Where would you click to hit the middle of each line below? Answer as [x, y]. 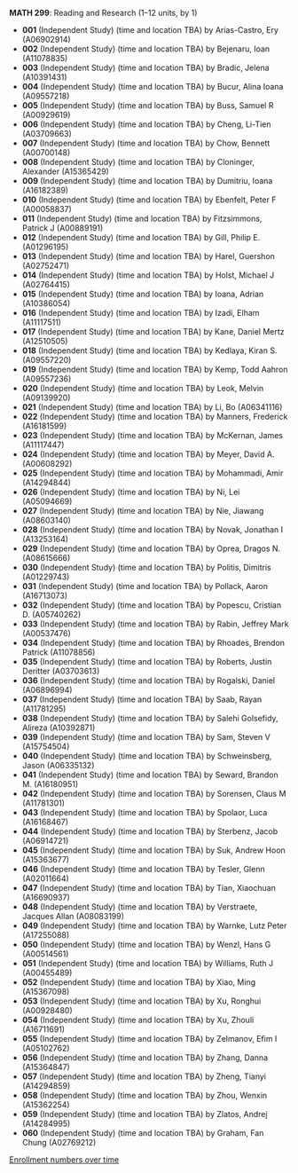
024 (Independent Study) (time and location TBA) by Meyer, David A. [148, 454]
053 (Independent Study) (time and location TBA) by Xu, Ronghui [141, 1001]
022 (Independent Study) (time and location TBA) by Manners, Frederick [155, 417]
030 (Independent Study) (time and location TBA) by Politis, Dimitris [147, 567]
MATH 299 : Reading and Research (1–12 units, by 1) [103, 13]
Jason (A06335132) [58, 765]
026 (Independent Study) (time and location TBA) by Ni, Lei [131, 492]
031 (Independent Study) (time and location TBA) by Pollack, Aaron [145, 586]
